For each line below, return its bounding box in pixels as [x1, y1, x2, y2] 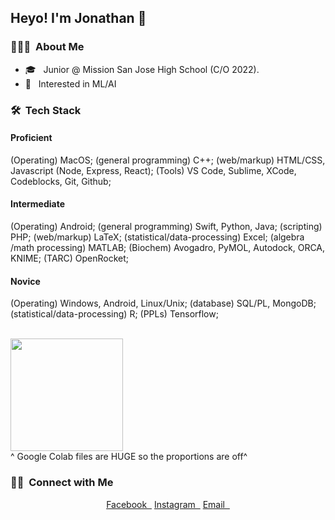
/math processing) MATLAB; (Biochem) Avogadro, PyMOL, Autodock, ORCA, [10, 242, 326, 254]
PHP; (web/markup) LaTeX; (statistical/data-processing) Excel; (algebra [10, 231, 305, 243]
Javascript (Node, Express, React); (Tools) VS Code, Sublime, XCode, [10, 164, 297, 176]
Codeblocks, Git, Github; [10, 175, 112, 187]
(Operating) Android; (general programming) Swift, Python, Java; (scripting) [10, 221, 323, 233]
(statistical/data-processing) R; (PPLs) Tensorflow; [10, 308, 219, 320]
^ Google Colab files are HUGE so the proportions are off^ [10, 451, 248, 463]
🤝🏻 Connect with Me [10, 476, 114, 490]
